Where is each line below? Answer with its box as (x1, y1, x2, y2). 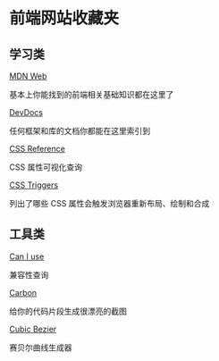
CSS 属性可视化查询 (9, 162, 83, 172)
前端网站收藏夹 (9, 8, 120, 29)
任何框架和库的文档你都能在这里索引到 (9, 126, 150, 136)
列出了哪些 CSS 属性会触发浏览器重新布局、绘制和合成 (9, 198, 210, 208)
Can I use (9, 251, 45, 262)
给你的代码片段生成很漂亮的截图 (9, 306, 127, 316)
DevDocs (9, 107, 43, 117)
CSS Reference (9, 144, 65, 154)
